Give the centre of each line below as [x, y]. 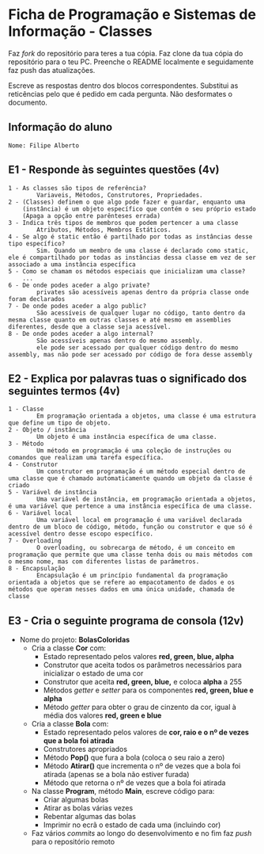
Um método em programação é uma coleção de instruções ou [134, 451]
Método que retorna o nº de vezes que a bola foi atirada [134, 783]
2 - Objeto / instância [47, 430]
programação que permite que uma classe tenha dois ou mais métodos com [130, 555]
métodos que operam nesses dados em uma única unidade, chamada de [122, 589]
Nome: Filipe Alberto [44, 145]
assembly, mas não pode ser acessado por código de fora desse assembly [130, 354]
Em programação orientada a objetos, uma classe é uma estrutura [147, 416]
